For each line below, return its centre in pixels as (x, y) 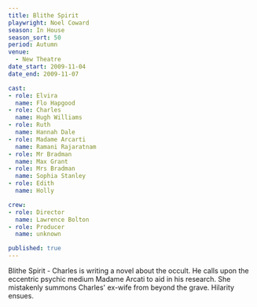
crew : (17, 205)
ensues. (21, 296)
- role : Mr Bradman (40, 154)
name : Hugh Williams (49, 118)
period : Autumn (33, 45)
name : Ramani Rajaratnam (56, 146)
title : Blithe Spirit (44, 15)
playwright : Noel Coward (49, 23)
